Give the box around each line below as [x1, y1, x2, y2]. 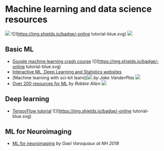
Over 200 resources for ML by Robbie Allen [12, 80, 100, 86]
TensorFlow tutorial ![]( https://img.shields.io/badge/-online [12, 108, 132, 114]
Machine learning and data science [5, 3, 152, 15]
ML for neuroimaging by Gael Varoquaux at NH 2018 [12, 141, 119, 147]
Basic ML [5, 45, 34, 54]
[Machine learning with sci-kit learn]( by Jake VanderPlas [12, 75, 134, 80]
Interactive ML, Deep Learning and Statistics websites [12, 69, 122, 75]
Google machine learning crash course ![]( [12, 58, 98, 64]
